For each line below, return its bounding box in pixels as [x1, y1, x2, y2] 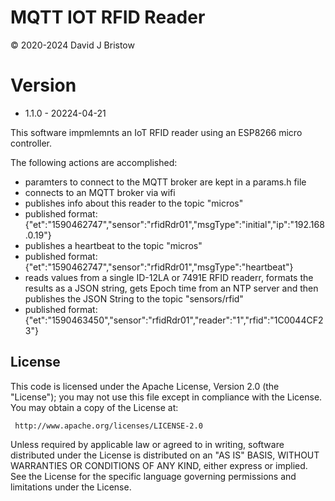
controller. [10, 137, 53, 149]
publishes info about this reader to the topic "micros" [24, 197, 244, 209]
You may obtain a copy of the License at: [10, 401, 179, 413]
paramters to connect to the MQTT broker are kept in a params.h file [24, 176, 307, 188]
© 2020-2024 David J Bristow [10, 39, 135, 51]
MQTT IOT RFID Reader [10, 6, 206, 29]
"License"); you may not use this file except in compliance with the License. [10, 391, 323, 403]
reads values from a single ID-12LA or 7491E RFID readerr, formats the [24, 271, 314, 283]
